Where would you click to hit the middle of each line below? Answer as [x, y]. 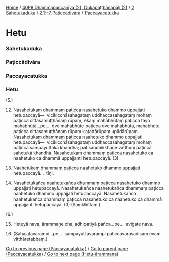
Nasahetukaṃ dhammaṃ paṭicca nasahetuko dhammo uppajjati [79, 110]
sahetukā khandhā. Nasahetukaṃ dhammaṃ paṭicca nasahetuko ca [83, 153]
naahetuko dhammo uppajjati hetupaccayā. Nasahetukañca [74, 194]
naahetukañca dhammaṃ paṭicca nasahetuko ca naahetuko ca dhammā [88, 199]
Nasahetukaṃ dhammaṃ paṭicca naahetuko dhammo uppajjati [78, 137]
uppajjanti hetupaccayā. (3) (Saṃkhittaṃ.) [57, 205]
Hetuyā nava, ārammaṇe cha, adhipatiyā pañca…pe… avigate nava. [83, 224]
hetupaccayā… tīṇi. [33, 173]
